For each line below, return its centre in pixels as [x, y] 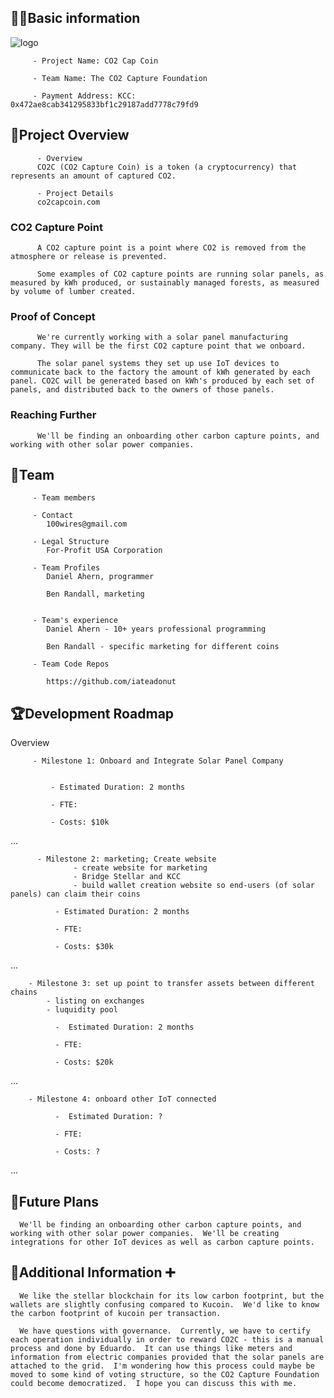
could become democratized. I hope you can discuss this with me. [154, 1383]
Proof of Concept [53, 316]
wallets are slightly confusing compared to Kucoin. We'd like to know [165, 1304]
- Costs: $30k [84, 947]
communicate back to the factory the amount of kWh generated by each [160, 372]
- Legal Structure [71, 542]
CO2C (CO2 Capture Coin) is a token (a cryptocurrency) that [167, 167]
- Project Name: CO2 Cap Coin [95, 61]
